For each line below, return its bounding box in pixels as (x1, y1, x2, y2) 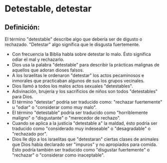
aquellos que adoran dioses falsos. (11, 67, 84, 73)
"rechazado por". (11, 131, 47, 136)
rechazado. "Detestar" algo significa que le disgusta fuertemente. (4, 41, 140, 47)
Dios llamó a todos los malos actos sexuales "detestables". (11, 83, 133, 89)
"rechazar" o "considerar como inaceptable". (11, 152, 105, 158)
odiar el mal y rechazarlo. (11, 56, 64, 62)
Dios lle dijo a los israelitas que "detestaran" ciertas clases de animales (11, 136, 158, 142)
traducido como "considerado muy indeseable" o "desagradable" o (11, 125, 151, 131)
